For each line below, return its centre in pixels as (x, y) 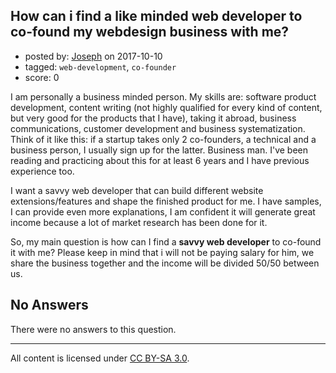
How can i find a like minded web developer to (156, 16)
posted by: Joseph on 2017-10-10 (93, 56)
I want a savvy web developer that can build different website (137, 190)
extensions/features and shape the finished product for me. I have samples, (166, 201)
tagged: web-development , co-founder (100, 66)
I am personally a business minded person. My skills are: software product (163, 96)
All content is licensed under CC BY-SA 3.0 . (100, 358)
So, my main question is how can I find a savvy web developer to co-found (166, 241)
